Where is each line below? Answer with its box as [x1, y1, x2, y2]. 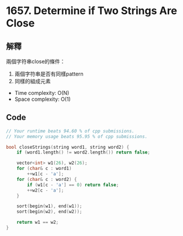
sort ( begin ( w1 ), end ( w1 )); [16, 203, 82, 209]
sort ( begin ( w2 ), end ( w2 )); [16, 209, 82, 215]
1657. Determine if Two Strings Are [6, 4, 177, 18]
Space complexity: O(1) [14, 95, 71, 102]
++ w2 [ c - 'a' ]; [27, 187, 64, 193]
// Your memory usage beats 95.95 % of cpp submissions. [6, 134, 148, 139]
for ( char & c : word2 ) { [16, 176, 77, 182]
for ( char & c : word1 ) [16, 166, 72, 172]
